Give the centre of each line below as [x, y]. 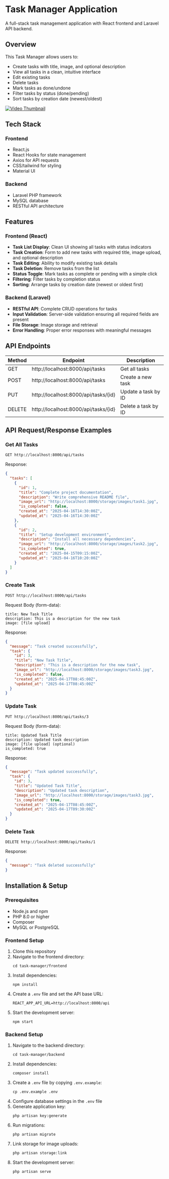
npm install [25, 984]
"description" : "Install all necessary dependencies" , [77, 539]
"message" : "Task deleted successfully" [53, 866]
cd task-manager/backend [38, 1055]
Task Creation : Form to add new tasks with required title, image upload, [87, 252]
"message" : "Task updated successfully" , [54, 772]
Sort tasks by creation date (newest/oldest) [57, 98]
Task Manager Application [61, 9]
